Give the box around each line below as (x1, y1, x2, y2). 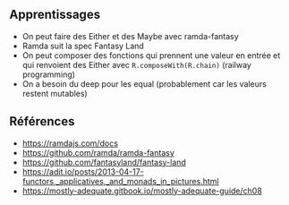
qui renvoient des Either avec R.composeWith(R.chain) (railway (21, 59, 252, 70)
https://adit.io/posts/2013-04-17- (21, 166, 145, 177)
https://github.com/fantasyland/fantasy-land (21, 157, 186, 167)
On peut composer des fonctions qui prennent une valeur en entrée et (21, 49, 281, 61)
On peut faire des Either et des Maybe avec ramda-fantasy (21, 30, 239, 41)
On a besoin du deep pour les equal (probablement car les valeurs (21, 78, 267, 89)
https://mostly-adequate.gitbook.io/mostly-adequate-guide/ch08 (21, 185, 262, 196)
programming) (21, 69, 76, 80)
